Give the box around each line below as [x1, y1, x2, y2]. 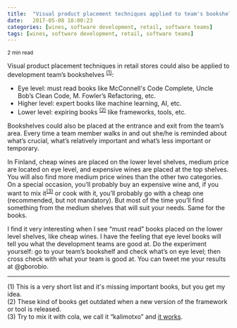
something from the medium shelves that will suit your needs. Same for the [7, 204, 226, 212]
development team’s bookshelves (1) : [7, 69, 114, 78]
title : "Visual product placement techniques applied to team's [7, 10, 203, 18]
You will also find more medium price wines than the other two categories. [7, 172, 224, 181]
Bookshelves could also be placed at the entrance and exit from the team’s [7, 121, 224, 130]
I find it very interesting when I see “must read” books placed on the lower [7, 225, 224, 233]
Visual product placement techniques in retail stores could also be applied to [7, 61, 230, 71]
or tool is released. [7, 305, 61, 314]
